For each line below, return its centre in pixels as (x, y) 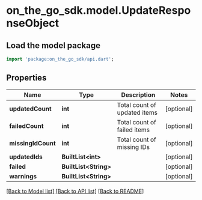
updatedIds (26, 157)
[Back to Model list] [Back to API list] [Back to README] (75, 191)
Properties (26, 78)
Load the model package (54, 45)
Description (138, 95)
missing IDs (133, 147)
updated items (137, 112)
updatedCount (31, 109)
